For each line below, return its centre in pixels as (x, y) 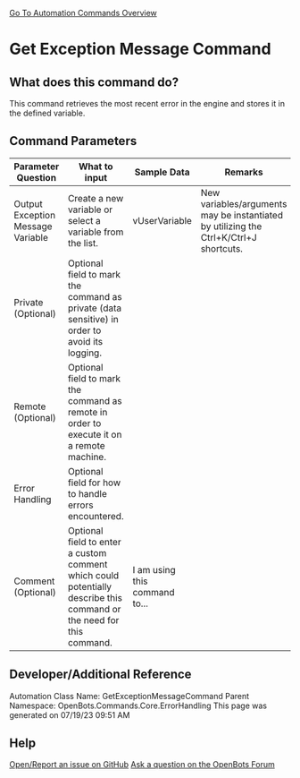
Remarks (244, 172)
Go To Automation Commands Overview (83, 13)
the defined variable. (47, 113)
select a (84, 220)
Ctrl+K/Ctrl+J (229, 237)
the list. (83, 243)
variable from (96, 232)
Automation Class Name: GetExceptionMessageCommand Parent (129, 696)
